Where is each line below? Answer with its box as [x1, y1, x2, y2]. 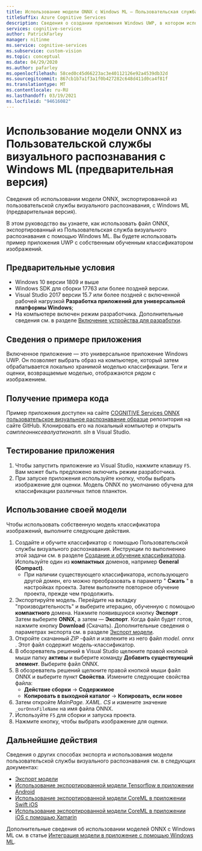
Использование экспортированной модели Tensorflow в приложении [14, 782, 194, 789]
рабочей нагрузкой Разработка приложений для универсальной [14, 298, 185, 305]
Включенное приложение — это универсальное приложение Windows [6, 350, 188, 358]
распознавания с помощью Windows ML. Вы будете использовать [6, 232, 177, 239]
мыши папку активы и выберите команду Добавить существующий [14, 654, 194, 661]
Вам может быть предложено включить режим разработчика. [14, 468, 176, 475]
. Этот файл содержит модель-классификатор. [14, 641, 135, 648]
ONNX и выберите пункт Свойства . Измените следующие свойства [14, 673, 190, 680]
